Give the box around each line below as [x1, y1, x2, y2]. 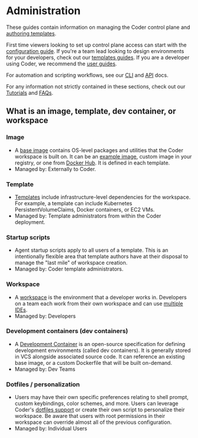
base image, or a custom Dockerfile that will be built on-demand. [14, 359, 173, 366]
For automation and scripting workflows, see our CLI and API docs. [6, 71, 169, 78]
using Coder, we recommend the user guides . [6, 60, 117, 67]
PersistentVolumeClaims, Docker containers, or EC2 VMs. [14, 206, 155, 213]
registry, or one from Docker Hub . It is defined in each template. [14, 159, 170, 166]
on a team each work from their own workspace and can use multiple [14, 299, 184, 307]
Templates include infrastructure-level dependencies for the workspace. [14, 193, 191, 200]
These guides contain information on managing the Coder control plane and [6, 24, 190, 31]
